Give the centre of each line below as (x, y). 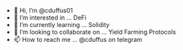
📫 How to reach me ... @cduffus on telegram (78, 40)
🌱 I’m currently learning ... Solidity (62, 25)
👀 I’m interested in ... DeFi (50, 18)
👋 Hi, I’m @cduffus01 (43, 10)
